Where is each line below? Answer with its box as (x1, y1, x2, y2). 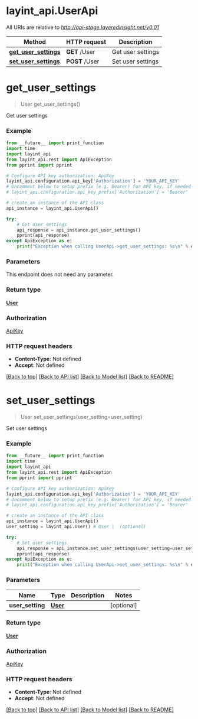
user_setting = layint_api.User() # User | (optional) (6, 524, 146, 530)
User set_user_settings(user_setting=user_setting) (20, 414, 143, 421)
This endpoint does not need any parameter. (6, 271, 114, 278)
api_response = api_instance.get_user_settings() (16, 227, 141, 233)
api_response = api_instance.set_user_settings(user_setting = (16, 545, 173, 551)
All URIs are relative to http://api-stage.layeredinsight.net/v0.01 (6, 24, 159, 31)
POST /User (66, 57, 100, 66)
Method (23, 37, 46, 45)
